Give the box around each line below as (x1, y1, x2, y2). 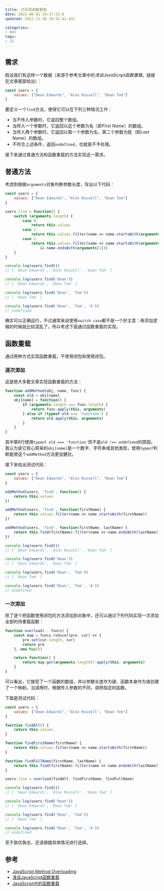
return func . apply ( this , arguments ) (31, 407, 106, 412)
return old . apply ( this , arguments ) (31, 416, 104, 421)
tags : (5, 34, 16, 39)
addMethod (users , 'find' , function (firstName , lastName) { (5, 525, 128, 530)
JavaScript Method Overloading (12, 868, 77, 874)
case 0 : (22, 218, 38, 223)
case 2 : (22, 236, 38, 241)
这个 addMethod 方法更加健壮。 (18, 451, 77, 457)
